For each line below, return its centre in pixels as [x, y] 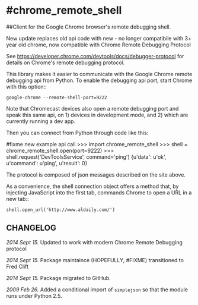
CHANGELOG [31, 228]
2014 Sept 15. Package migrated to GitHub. [58, 278]
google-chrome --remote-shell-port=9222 [57, 98]
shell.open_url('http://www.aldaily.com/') [61, 210]
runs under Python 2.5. [34, 295]
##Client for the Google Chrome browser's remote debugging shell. [89, 27]
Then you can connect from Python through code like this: [77, 133]
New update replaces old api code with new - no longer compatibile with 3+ [99, 38]
